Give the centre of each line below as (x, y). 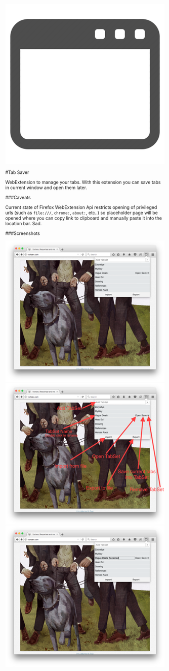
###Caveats (18, 197)
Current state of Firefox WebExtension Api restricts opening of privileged (81, 207)
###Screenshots (23, 233)
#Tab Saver (17, 172)
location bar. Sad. (24, 223)
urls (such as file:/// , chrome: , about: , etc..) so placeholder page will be (81, 213)
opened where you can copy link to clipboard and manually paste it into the (84, 218)
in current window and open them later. (46, 188)
